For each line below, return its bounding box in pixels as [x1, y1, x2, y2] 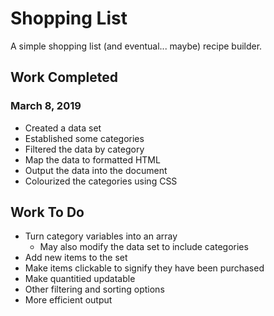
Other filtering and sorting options [24, 283, 165, 296]
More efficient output [24, 294, 113, 306]
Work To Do [10, 204, 85, 221]
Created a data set [24, 122, 102, 134]
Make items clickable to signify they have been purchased [24, 262, 265, 274]
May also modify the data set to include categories [39, 241, 249, 253]
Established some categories [24, 132, 145, 144]
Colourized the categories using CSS [24, 175, 178, 187]
